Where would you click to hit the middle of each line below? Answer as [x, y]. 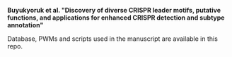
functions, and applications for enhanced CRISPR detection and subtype [116, 18]
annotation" [25, 25]
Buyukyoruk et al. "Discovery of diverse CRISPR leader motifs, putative [114, 10]
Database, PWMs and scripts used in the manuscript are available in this [112, 39]
